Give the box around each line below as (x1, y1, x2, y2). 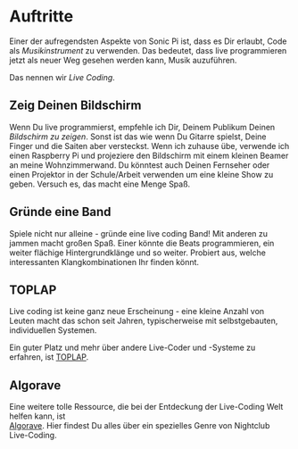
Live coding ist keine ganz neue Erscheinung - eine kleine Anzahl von (9, 306, 265, 317)
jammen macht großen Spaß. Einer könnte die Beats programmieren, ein (9, 237, 275, 248)
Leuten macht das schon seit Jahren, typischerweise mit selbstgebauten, (9, 315, 278, 327)
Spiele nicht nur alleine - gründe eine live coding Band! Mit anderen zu (9, 228, 269, 238)
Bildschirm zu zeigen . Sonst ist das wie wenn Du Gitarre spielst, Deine (9, 131, 267, 142)
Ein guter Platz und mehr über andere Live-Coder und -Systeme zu (9, 342, 256, 353)
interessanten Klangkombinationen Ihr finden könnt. (9, 256, 199, 267)
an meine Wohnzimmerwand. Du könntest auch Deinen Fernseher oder (9, 159, 270, 170)
